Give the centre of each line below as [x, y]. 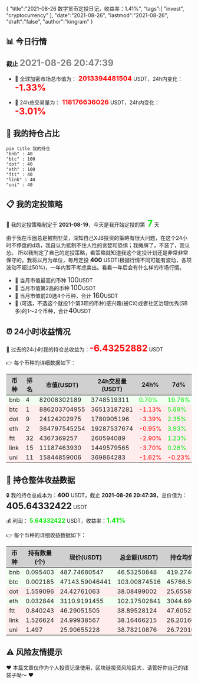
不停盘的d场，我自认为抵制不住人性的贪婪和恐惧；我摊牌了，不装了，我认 [100, 245]
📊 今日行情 [27, 42]
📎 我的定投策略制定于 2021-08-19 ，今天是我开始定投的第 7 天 [83, 224]
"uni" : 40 [19, 185]
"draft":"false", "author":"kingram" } [49, 22]
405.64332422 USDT [47, 506]
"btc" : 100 [21, 159]
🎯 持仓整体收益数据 [41, 480]
